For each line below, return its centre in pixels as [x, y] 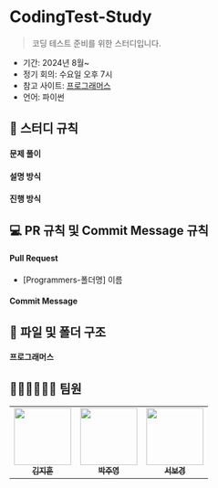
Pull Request [34, 259]
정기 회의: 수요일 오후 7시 [67, 74]
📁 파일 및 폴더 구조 [58, 332]
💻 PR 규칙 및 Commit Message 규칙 [109, 230]
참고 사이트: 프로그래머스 [67, 85]
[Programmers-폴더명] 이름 [73, 280]
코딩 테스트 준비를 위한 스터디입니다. [96, 43]
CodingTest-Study [81, 17]
